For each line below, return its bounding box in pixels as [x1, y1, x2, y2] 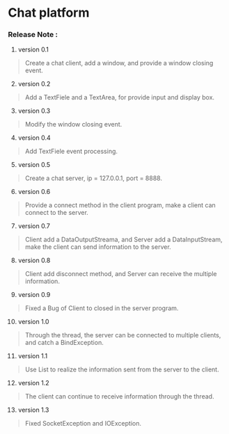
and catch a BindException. [24, 339, 104, 347]
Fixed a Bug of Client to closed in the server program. [24, 304, 179, 312]
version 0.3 [17, 106, 51, 115]
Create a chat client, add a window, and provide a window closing [24, 59, 214, 67]
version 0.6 [17, 188, 51, 196]
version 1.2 [17, 379, 49, 387]
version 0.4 [17, 134, 51, 142]
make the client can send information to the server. [24, 243, 171, 251]
